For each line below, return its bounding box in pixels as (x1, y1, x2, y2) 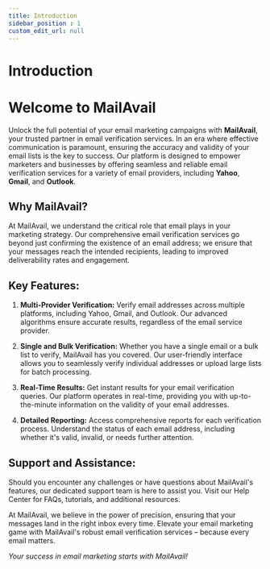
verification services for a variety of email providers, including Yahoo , (8, 168, 240, 177)
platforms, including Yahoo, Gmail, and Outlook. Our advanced (19, 309, 228, 318)
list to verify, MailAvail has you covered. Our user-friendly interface (19, 350, 243, 359)
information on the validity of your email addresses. (59, 400, 230, 409)
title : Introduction (8, 11, 78, 20)
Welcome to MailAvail (8, 98, 156, 117)
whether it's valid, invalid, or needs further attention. (19, 433, 195, 442)
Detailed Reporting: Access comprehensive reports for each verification (19, 416, 262, 426)
